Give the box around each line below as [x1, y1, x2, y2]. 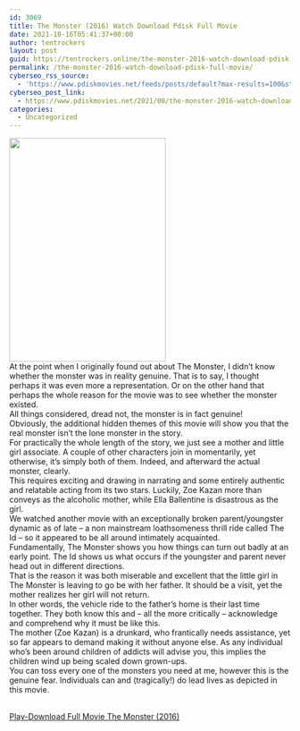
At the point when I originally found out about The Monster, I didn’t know [9, 361, 276, 372]
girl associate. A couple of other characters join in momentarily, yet [9, 446, 256, 457]
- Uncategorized [17, 113, 78, 122]
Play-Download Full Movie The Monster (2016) [9, 711, 180, 722]
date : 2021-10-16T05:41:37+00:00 [9, 30, 134, 38]
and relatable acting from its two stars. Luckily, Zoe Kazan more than [9, 485, 262, 496]
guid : [9, 55, 29, 64]
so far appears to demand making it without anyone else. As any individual [9, 637, 283, 648]
